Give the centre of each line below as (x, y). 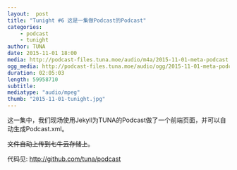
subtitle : (22, 86)
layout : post (28, 14)
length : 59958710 (33, 79)
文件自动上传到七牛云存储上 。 (50, 144)
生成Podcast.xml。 (41, 129)
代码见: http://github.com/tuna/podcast (64, 159)
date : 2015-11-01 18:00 (42, 54)
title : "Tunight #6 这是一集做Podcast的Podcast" (77, 20)
